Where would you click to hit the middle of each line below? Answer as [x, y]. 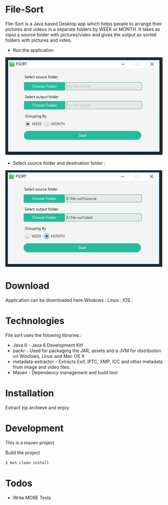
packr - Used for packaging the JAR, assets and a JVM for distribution [87, 351]
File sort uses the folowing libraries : [44, 335]
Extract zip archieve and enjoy [37, 407]
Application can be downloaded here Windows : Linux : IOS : [69, 300]
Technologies [35, 321]
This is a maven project [30, 442]
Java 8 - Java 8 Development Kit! [48, 345]
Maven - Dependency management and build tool [65, 372]
